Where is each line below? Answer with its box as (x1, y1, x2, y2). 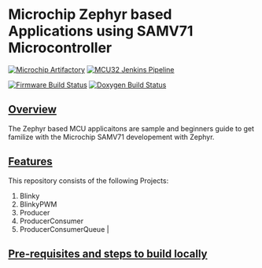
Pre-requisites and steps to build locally (8, 247, 208, 260)
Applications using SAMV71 (8, 22, 194, 40)
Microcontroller (8, 39, 113, 57)
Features (8, 155, 53, 168)
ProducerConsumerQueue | (19, 224, 109, 233)
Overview (8, 103, 57, 116)
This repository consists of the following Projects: (8, 175, 169, 185)
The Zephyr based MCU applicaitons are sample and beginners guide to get (8, 123, 254, 133)
